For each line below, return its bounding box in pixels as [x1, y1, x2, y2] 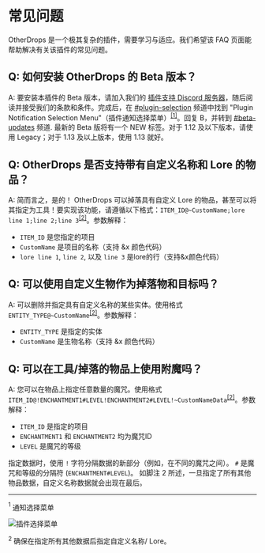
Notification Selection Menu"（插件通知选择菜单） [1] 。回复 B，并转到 [8, 112, 233, 123]
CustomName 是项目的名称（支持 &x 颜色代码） [19, 242, 166, 252]
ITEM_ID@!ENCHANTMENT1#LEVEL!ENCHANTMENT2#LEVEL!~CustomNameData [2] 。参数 [8, 393, 256, 404]
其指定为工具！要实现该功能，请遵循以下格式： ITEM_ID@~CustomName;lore [8, 205, 245, 214]
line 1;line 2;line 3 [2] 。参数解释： [8, 214, 129, 225]
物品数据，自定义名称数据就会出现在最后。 [8, 478, 147, 487]
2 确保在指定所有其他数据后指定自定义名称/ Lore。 [8, 535, 171, 546]
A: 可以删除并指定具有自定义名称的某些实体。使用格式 [8, 300, 183, 309]
